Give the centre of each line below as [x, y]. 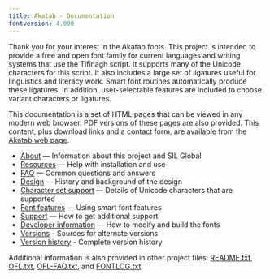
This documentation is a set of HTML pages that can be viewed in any [126, 114]
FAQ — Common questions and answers [88, 173]
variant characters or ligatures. [60, 98]
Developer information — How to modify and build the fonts [120, 225]
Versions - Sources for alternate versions [89, 233]
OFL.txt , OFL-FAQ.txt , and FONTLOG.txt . [76, 266]
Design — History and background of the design [101, 181]
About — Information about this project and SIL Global [111, 156]
